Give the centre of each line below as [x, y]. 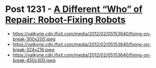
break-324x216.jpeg [33, 49]
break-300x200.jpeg [34, 39]
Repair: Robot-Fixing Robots [65, 20]
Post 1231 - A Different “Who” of [74, 9]
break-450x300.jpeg [34, 60]
